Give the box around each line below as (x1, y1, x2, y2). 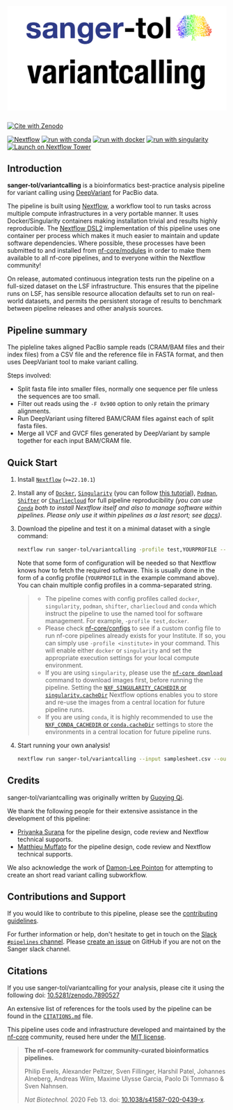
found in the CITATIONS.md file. (7, 1012, 93, 1020)
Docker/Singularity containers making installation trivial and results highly (7, 217, 218, 225)
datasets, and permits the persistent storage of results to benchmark (24, 297, 223, 305)
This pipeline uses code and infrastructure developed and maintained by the (7, 1026, 226, 1034)
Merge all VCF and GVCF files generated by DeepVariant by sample (17, 429, 211, 437)
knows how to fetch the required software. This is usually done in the (17, 566, 216, 574)
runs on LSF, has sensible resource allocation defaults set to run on (7, 290, 200, 298)
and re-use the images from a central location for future (45, 698, 205, 706)
